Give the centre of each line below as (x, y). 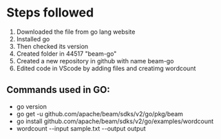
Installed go (33, 39)
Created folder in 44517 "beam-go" (66, 54)
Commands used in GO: (59, 90)
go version (32, 106)
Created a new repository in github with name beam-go (95, 61)
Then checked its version (52, 46)
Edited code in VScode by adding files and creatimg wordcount (106, 68)
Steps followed (50, 13)
